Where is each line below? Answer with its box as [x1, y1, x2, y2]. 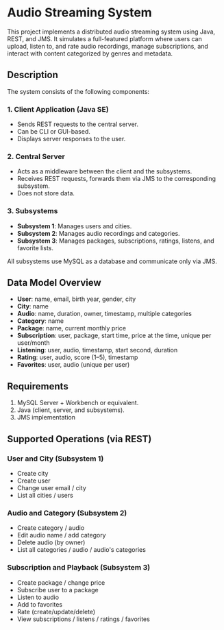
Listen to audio [16, 593, 60, 601]
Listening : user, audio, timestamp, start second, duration [16, 346, 178, 354]
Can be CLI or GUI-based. [16, 128, 90, 136]
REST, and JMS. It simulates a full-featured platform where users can [7, 34, 202, 43]
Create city [16, 469, 49, 477]
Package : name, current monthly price [16, 324, 127, 332]
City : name [16, 302, 49, 311]
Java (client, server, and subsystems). [16, 406, 125, 414]
